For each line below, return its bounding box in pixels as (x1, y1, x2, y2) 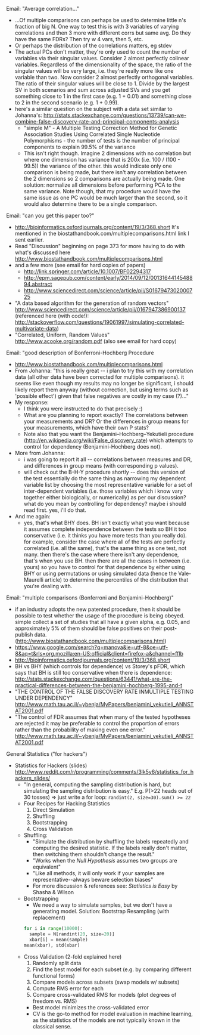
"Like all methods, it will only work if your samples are (32, 870, 165, 876)
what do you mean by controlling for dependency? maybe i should (23, 500, 186, 507)
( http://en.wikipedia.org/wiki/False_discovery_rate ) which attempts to (23, 437, 193, 444)
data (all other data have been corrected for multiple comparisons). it (14, 373, 185, 381)
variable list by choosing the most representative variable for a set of (23, 481, 193, 488)
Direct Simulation (32, 807, 75, 813)
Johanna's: (14, 112, 43, 119)
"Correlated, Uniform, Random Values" (14, 331, 110, 338)
